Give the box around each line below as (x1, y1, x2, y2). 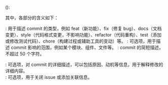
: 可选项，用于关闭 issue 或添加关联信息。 (5, 74, 93, 80)
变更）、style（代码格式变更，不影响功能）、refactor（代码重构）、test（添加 (5, 32, 162, 37)
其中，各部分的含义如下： (5, 15, 59, 21)
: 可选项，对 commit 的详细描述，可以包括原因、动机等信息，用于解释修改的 (5, 62, 163, 67)
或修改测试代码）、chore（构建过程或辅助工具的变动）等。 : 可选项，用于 (5, 38, 156, 44)
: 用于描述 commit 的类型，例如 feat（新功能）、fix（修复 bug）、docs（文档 (5, 25, 162, 31)
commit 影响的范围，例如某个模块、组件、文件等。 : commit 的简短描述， (11, 45, 163, 50)
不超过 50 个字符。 (5, 51, 45, 57)
